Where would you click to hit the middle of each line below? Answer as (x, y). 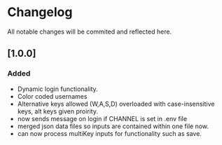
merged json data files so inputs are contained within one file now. (113, 126)
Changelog (40, 12)
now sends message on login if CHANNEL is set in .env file (102, 118)
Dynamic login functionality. (57, 89)
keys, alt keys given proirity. (57, 111)
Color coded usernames (52, 96)
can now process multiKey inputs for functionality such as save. (109, 133)
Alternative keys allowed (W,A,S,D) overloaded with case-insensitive (116, 104)
